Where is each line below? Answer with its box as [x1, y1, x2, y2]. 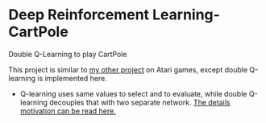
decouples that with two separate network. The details [49, 97, 231, 107]
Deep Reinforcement [8, 6, 150, 24]
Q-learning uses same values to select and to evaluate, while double [19, 88, 247, 98]
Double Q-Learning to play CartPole [8, 49, 127, 59]
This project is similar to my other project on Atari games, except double [8, 64, 248, 74]
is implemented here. [37, 73, 107, 83]
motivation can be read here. [19, 106, 116, 116]
